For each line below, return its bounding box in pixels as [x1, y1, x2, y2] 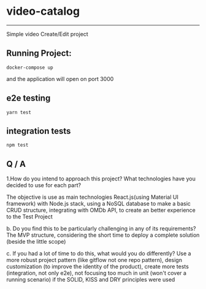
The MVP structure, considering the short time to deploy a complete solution [6, 231, 200, 239]
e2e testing [6, 93, 51, 104]
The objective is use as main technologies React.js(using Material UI [6, 193, 179, 201]
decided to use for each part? [6, 182, 82, 189]
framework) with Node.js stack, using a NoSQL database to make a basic [6, 200, 191, 207]
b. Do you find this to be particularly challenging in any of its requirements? [6, 225, 196, 233]
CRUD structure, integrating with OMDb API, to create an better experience [6, 207, 196, 214]
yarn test [6, 109, 32, 115]
